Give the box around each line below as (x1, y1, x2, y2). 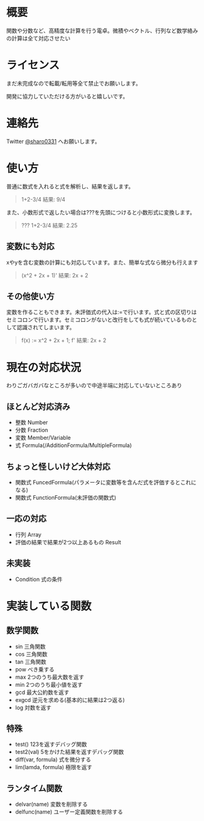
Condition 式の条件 (15, 575, 63, 583)
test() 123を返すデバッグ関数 (15, 740, 87, 748)
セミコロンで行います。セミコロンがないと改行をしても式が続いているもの (6, 316, 192, 324)
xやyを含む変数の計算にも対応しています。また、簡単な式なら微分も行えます (6, 258, 199, 266)
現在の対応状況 (6, 360, 82, 374)
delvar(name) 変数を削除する (15, 801, 88, 808)
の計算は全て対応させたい (6, 34, 71, 42)
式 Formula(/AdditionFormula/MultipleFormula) (15, 442, 132, 449)
